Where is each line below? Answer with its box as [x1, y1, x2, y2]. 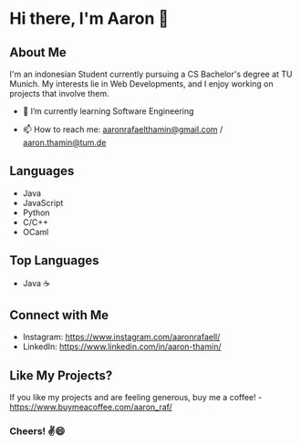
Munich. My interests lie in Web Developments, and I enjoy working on [9, 78, 274, 89]
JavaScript [22, 197, 64, 208]
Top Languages [9, 253, 99, 268]
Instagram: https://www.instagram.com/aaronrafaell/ [22, 332, 221, 343]
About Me [9, 45, 67, 60]
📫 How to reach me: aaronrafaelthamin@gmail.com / [22, 124, 223, 135]
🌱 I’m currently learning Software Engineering [22, 106, 194, 117]
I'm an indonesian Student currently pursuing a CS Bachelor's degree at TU [9, 68, 294, 79]
